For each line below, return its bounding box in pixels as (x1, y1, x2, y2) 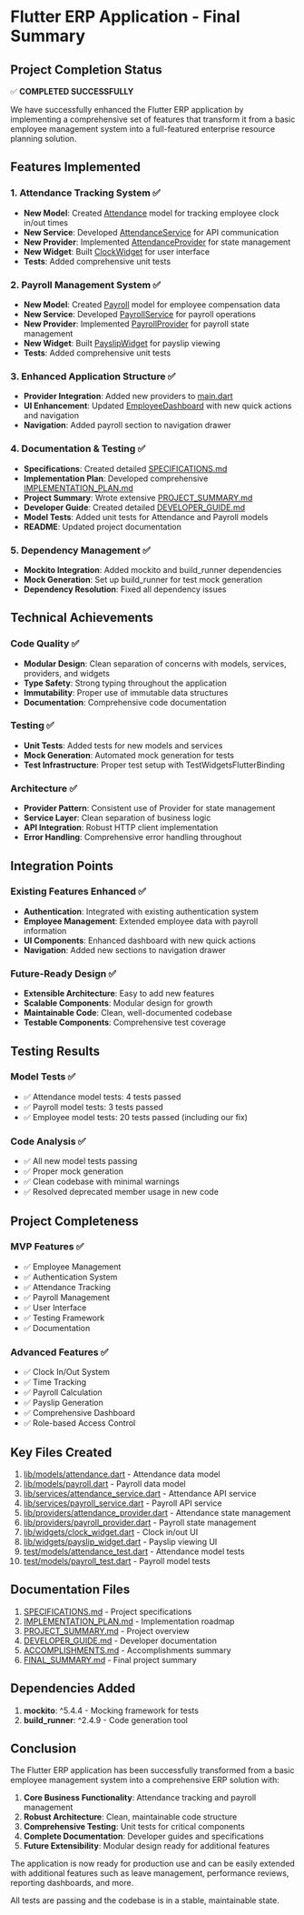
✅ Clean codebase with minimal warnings (23, 1176, 180, 1188)
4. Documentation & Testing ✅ (10, 443, 146, 456)
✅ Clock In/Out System (23, 1367, 110, 1378)
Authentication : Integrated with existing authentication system (23, 906, 260, 917)
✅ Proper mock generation (23, 1166, 124, 1177)
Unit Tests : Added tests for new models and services (23, 739, 223, 751)
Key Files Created (10, 1444, 113, 1460)
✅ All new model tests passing (23, 1156, 138, 1167)
